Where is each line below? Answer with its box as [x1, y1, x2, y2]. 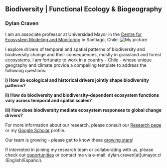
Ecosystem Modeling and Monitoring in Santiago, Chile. [5, 36, 119, 42]
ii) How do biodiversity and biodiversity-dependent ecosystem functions [5, 92, 160, 98]
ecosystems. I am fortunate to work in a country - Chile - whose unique [5, 57, 152, 63]
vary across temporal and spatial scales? [5, 97, 92, 103]
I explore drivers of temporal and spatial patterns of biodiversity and [5, 46, 145, 52]
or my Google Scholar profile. [5, 127, 66, 133]
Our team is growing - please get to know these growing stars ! [5, 137, 134, 143]
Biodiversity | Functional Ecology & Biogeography [5, 5, 162, 13]
